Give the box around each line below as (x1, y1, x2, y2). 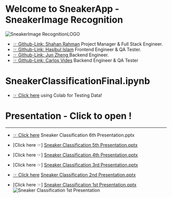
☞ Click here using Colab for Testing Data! (12, 92, 102, 98)
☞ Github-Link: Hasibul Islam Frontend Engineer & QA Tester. (12, 46, 142, 52)
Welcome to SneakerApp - (5, 3, 119, 15)
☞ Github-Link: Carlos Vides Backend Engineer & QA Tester (12, 57, 139, 63)
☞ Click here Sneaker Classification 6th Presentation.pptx (12, 132, 135, 138)
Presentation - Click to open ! (5, 110, 132, 122)
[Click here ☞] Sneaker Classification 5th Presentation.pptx (12, 142, 138, 148)
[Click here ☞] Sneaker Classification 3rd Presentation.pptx (12, 162, 138, 168)
